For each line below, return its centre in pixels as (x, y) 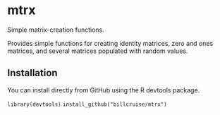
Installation (32, 73)
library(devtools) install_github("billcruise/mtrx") (87, 104)
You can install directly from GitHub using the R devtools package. (104, 90)
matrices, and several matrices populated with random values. (98, 51)
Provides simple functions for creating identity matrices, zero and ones (110, 43)
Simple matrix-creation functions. (56, 30)
